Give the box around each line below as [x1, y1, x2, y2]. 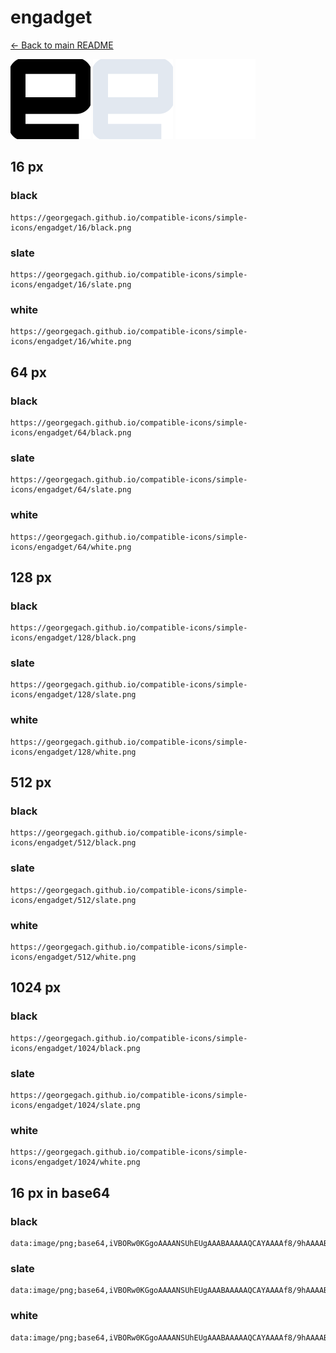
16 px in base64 [10, 1184, 111, 1201]
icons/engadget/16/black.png [10, 222, 132, 233]
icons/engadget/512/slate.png [10, 895, 137, 905]
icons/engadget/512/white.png [10, 952, 137, 963]
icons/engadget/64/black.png [10, 427, 132, 438]
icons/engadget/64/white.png [10, 542, 132, 552]
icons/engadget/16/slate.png [10, 279, 132, 290]
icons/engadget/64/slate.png [10, 485, 132, 495]
